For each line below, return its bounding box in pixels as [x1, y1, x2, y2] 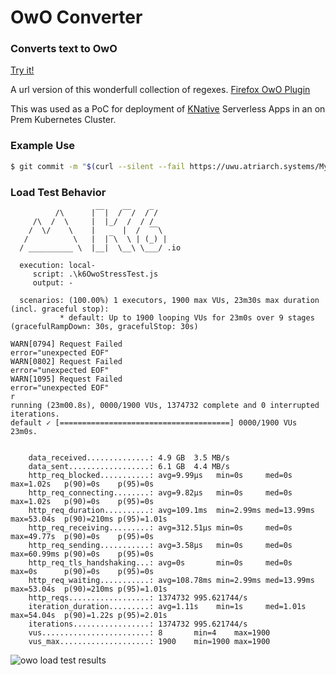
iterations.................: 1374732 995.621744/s [28, 619, 248, 629]
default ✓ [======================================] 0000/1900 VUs [10, 417, 298, 428]
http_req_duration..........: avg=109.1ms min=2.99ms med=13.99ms [28, 505, 315, 515]
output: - [32, 277, 74, 288]
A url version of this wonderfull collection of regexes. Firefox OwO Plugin [10, 84, 311, 96]
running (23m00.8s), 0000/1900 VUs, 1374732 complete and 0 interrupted [10, 400, 320, 410]
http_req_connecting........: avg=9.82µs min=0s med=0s [28, 487, 293, 498]
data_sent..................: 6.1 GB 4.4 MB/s [28, 461, 230, 471]
